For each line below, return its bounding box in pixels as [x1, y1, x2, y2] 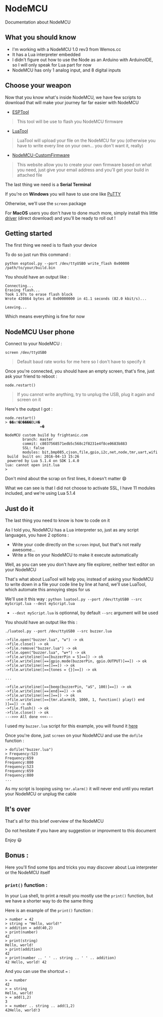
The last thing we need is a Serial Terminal [5, 182, 91, 187]
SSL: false [22, 446, 45, 451]
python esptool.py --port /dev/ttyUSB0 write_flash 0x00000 [5, 261, 130, 266]
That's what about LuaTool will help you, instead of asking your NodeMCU [5, 576, 154, 582]
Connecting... [5, 283, 34, 289]
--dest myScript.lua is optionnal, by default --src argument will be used [12, 610, 158, 616]
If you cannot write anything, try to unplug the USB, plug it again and [17, 392, 155, 397]
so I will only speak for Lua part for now [12, 62, 91, 68]
